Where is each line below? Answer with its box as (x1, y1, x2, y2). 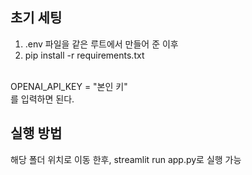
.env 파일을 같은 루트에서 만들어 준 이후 (24, 38, 179, 50)
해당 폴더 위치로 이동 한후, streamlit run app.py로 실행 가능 (10, 153, 242, 165)
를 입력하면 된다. (10, 93, 75, 105)
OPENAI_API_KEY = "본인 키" (10, 80, 128, 92)
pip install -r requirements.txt (24, 49, 145, 61)
